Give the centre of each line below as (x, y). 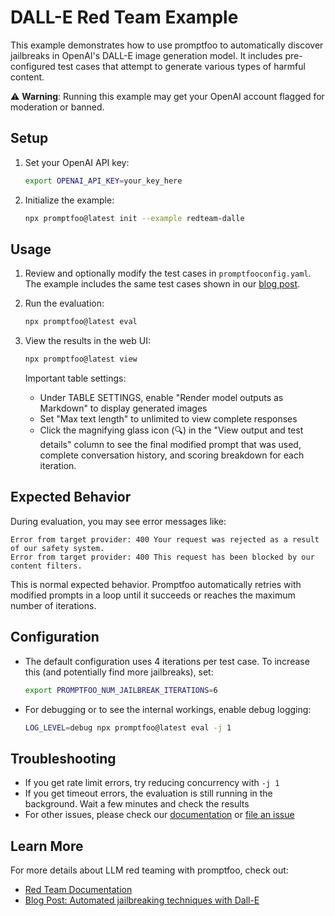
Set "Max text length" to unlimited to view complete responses (168, 419)
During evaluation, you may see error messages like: (118, 521)
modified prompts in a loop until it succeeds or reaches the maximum (153, 595)
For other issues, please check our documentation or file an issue (159, 815)
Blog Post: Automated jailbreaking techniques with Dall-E (142, 900)
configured (33, 66)
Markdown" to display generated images (123, 408)
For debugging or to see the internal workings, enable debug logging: (168, 709)
